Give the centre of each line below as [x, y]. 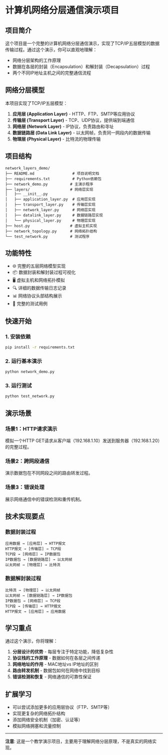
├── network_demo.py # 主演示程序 [49, 184]
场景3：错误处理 [25, 487]
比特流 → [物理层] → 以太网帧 [33, 590]
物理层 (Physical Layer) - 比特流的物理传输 [56, 139]
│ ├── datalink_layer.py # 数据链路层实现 [54, 215]
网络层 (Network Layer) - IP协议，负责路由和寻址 [63, 126]
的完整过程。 [18, 447]
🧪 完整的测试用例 [30, 304]
